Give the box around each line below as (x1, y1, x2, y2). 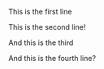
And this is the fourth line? (8, 54, 96, 63)
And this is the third (8, 38, 74, 47)
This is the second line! (8, 22, 86, 31)
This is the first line (8, 7, 72, 16)
